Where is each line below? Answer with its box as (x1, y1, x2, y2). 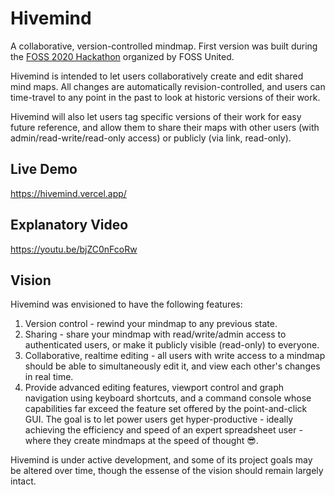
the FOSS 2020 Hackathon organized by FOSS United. (10, 50, 235, 62)
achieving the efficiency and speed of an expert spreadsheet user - (24, 424, 303, 436)
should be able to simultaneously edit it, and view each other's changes (24, 360, 321, 372)
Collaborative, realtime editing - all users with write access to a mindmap (24, 350, 326, 362)
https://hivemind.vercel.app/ (10, 187, 127, 199)
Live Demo (10, 161, 78, 178)
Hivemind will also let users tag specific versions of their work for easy (10, 110, 302, 122)
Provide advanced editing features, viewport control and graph (24, 382, 284, 394)
